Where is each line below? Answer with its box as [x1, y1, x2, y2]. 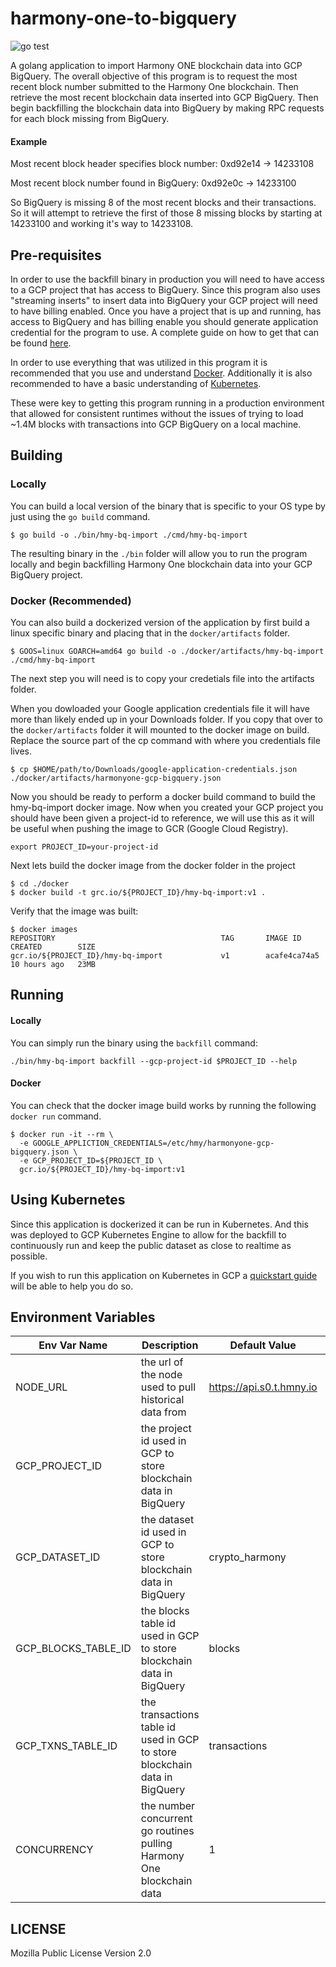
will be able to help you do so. [10, 1280, 134, 1292]
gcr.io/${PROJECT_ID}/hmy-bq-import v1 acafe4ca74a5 [10, 950, 320, 961]
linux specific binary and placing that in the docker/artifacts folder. [10, 627, 290, 639]
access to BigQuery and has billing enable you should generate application [10, 315, 319, 327]
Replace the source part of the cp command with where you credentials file [10, 734, 321, 746]
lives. [10, 745, 32, 757]
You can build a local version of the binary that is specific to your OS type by [10, 500, 326, 512]
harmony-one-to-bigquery [10, 7, 237, 30]
